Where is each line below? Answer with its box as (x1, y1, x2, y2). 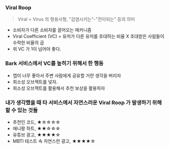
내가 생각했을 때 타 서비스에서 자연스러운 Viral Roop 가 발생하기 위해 (5, 99, 162, 106)
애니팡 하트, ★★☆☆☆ (12, 125, 61, 131)
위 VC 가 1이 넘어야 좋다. (12, 46, 61, 52)
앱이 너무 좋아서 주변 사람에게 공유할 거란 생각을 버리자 (12, 72, 121, 79)
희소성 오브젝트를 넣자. (12, 79, 58, 85)
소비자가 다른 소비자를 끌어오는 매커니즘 (12, 27, 92, 33)
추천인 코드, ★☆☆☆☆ (12, 119, 61, 125)
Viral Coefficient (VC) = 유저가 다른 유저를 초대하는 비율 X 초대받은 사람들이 (12, 33, 164, 40)
